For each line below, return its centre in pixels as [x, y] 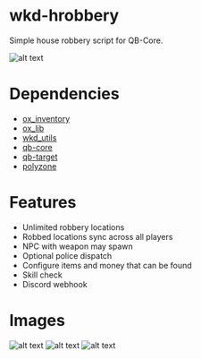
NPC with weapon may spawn [78, 246]
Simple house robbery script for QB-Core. [86, 40]
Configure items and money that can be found [107, 265]
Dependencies [64, 94]
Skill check [42, 275]
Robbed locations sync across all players [97, 236]
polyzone [39, 166]
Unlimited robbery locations [73, 227]
